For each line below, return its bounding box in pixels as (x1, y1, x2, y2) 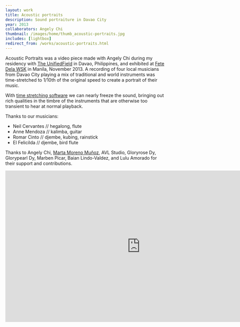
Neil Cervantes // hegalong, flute (12, 123, 82, 129)
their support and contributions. (5, 160, 73, 166)
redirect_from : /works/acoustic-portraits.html (5, 41, 109, 46)
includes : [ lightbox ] (5, 36, 52, 42)
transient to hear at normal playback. (5, 103, 83, 109)
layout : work (5, 7, 33, 13)
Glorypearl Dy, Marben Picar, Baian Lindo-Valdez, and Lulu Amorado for (5, 155, 157, 161)
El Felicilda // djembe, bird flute (12, 139, 78, 145)
